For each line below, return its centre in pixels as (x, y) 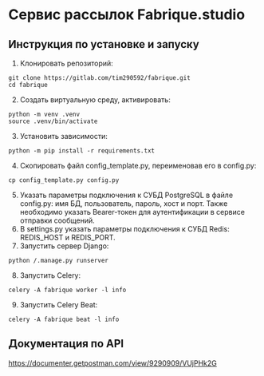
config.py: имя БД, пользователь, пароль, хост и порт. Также (124, 204)
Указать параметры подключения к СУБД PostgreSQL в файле (126, 195)
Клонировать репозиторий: (66, 63)
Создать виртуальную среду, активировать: (95, 100)
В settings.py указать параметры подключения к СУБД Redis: (124, 229)
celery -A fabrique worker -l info (67, 290)
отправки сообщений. (57, 220)
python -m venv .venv (44, 114)
